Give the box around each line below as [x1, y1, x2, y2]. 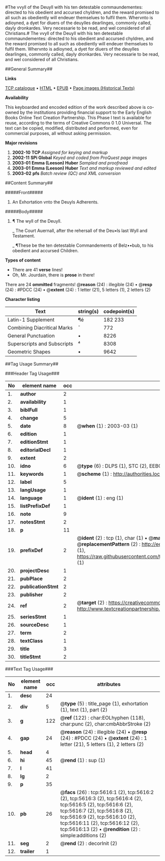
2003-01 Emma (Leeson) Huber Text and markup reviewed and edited [12, 165, 157, 171]
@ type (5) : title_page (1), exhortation [60, 700, 148, 707]
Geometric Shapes [7, 348, 51, 355]
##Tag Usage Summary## [5, 361, 59, 366]
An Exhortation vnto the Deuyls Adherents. [12, 199, 99, 205]
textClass [20, 637, 43, 644]
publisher [20, 591, 43, 598]
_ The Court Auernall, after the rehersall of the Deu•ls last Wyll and [12, 228, 148, 233]
